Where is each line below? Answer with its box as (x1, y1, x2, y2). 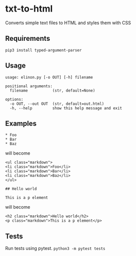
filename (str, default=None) (10, 88, 95, 93)
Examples (5, 119, 37, 127)
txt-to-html (5, 3, 53, 15)
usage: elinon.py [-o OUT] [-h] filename (5, 75, 93, 80)
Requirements (5, 34, 50, 43)
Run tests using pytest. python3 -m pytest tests (5, 245, 105, 251)
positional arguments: (5, 84, 53, 89)
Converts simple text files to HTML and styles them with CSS (5, 20, 131, 26)
